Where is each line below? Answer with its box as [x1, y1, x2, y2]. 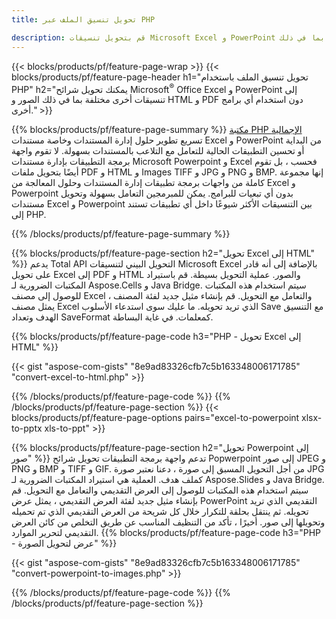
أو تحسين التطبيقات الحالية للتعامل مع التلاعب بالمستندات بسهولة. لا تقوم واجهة [11, 145, 305, 157]
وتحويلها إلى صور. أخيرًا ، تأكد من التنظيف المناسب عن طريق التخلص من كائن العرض [11, 516, 326, 528]
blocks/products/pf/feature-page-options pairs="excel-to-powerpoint [11, 412, 300, 424]
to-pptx [11, 422, 43, 435]
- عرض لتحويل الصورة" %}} [11, 537, 118, 550]
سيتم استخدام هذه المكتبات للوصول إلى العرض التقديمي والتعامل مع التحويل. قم [11, 484, 309, 496]
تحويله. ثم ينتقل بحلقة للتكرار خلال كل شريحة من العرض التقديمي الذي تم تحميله [11, 506, 309, 518]
